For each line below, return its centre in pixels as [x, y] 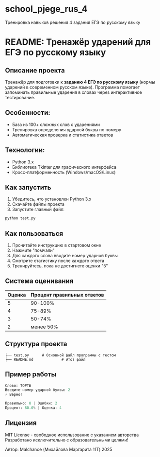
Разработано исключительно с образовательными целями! [67, 440]
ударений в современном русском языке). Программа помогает [72, 87]
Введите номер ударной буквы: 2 [38, 390]
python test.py [20, 218]
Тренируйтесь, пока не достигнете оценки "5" [60, 266]
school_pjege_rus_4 [47, 9]
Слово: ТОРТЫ [18, 386]
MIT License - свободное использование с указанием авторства [72, 435]
